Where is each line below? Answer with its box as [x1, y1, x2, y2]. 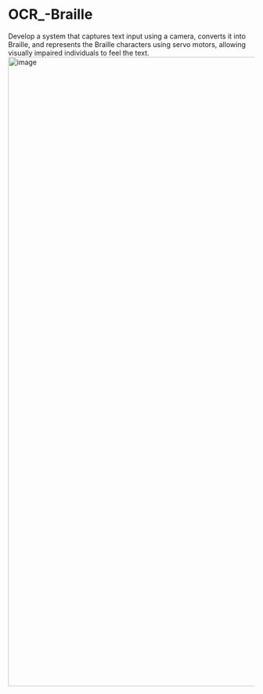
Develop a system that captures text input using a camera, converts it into [8, 31, 247, 41]
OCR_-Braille [8, 5, 93, 24]
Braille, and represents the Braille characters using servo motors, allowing [8, 39, 247, 49]
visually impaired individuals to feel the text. [8, 48, 150, 57]
